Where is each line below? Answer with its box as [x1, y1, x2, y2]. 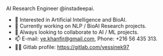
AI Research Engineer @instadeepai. [6, 5, 95, 12]
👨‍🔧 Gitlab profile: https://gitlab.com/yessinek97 [14, 44, 129, 50]
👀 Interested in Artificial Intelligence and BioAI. [14, 16, 127, 23]
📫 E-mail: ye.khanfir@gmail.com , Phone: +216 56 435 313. [14, 35, 158, 42]
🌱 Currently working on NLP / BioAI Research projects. [14, 23, 147, 29]
